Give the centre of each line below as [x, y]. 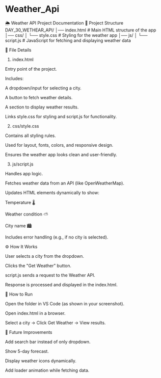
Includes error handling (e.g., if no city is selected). [57, 237]
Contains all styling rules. [31, 135]
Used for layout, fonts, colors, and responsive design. [59, 145]
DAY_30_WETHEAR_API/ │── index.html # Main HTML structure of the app [80, 30]
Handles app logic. [24, 173]
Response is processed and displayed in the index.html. [61, 284]
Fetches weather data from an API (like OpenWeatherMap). [65, 183]
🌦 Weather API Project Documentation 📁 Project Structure [64, 23]
